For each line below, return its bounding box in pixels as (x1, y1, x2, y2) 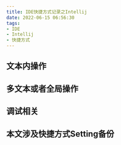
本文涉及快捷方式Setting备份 (6, 129, 114, 139)
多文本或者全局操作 (6, 83, 78, 94)
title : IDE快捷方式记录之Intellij (6, 8, 88, 15)
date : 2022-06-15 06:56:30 (6, 15, 75, 21)
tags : (6, 20, 20, 26)
